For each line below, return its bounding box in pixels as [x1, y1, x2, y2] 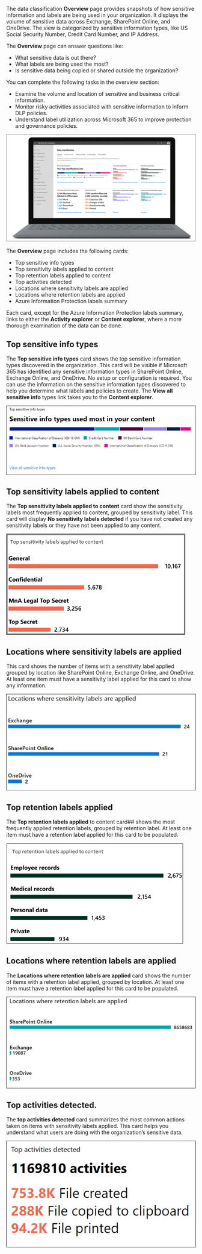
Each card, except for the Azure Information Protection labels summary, [6, 309, 184, 316]
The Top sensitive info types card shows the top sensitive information [6, 355, 181, 362]
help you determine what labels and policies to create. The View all [6, 387, 173, 394]
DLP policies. [14, 110, 48, 116]
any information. [6, 682, 47, 689]
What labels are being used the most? [14, 60, 109, 68]
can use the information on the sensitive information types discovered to [6, 381, 186, 388]
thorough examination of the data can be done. [6, 322, 123, 329]
